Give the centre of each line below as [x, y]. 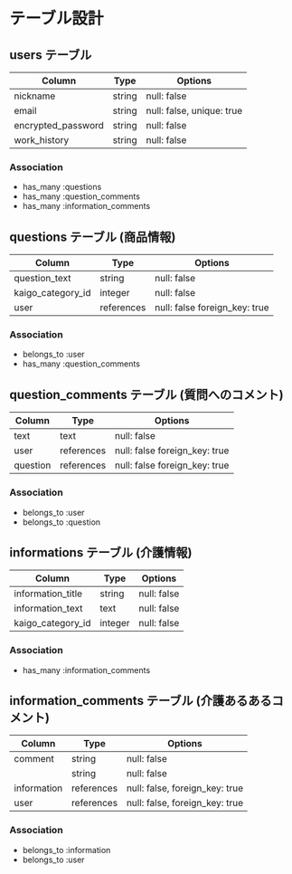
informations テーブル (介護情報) [101, 552]
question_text [42, 279]
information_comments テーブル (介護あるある [141, 701]
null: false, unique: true [194, 111]
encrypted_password [59, 125]
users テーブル [51, 55]
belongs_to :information [66, 850]
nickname [35, 96]
